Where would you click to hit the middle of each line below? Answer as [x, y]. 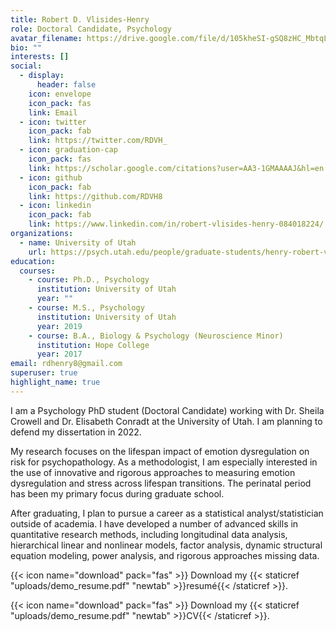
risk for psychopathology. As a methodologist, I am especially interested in [164, 462]
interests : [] [40, 57]
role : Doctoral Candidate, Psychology [91, 29]
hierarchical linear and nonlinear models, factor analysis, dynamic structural [166, 545]
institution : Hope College [93, 345]
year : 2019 [59, 326]
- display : [42, 76]
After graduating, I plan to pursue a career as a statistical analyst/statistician [167, 513]
